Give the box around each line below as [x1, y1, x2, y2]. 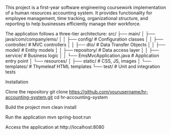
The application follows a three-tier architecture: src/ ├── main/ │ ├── [5, 31, 155, 36]
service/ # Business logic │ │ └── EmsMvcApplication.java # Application [5, 52, 160, 59]
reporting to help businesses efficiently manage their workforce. [5, 21, 141, 27]
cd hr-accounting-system [54, 94, 108, 100]
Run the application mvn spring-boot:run [5, 114, 91, 120]
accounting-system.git [5, 94, 53, 100]
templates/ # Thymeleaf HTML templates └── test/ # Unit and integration [5, 64, 160, 69]
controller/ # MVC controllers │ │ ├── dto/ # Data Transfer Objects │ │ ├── [5, 42, 166, 48]
